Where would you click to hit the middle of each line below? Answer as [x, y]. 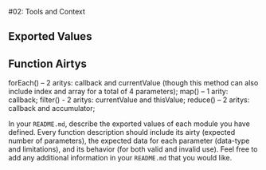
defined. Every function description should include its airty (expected [122, 132]
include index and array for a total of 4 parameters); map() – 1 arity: [118, 92]
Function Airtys [48, 63]
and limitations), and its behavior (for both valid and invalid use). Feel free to [133, 149]
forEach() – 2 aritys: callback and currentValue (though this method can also [133, 83]
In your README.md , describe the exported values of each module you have [129, 124]
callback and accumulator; [52, 109]
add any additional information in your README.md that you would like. [120, 158]
